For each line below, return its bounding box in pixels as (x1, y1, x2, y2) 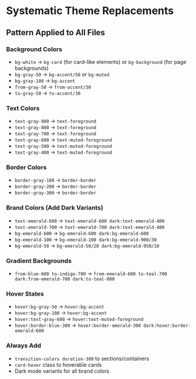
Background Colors (6, 45, 63, 53)
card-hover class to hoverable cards (14, 361, 102, 368)
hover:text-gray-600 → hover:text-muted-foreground (14, 316, 144, 323)
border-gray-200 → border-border (14, 183, 97, 190)
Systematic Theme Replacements (6, 4, 174, 18)
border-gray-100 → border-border (14, 177, 97, 184)
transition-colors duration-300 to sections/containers (14, 355, 150, 362)
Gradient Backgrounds (6, 256, 72, 265)
